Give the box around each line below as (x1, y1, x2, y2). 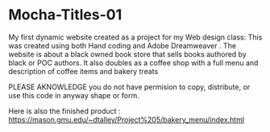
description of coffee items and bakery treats (8, 66, 159, 76)
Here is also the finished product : (8, 106, 121, 116)
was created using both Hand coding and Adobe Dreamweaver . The (8, 40, 236, 50)
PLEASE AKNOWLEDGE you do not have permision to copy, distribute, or (8, 82, 251, 92)
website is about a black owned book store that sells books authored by (8, 49, 247, 59)
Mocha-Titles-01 (8, 6, 123, 24)
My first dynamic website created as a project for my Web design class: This (8, 32, 263, 42)
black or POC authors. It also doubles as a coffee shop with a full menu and (8, 58, 259, 68)
